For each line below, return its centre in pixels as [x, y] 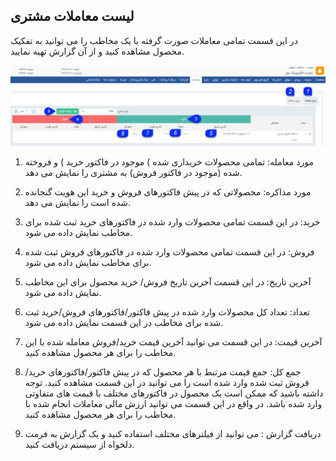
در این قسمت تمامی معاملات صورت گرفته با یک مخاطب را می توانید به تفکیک [154, 40]
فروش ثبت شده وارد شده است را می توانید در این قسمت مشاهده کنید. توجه [167, 382]
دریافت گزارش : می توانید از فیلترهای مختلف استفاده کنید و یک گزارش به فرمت [173, 433]
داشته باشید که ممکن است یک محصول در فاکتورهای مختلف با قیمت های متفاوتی [174, 393]
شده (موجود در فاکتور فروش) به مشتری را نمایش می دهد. [133, 172]
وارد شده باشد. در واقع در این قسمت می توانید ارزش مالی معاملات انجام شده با [173, 403]
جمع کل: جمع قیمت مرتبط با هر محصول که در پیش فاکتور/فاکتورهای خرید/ [163, 371]
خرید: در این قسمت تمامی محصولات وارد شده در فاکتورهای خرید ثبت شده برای [172, 221]
